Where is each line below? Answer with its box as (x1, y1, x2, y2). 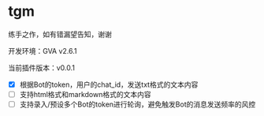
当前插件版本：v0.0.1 (8, 62, 76, 73)
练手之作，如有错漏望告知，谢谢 (8, 29, 112, 39)
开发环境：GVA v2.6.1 (8, 46, 77, 55)
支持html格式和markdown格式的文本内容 (19, 90, 151, 99)
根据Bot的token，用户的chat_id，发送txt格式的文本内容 (19, 80, 199, 89)
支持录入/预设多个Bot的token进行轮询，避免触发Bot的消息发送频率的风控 (19, 99, 256, 109)
